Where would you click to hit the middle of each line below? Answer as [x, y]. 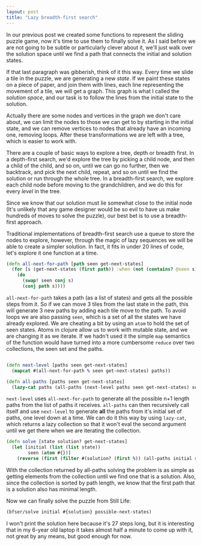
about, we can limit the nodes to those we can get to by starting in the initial [100, 122]
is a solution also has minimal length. [52, 489]
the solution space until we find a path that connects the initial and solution [99, 54]
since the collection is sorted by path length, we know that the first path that [101, 483]
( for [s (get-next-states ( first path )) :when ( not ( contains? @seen [100, 269]
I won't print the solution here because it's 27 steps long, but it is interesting [100, 523]
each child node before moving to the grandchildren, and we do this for [94, 185]
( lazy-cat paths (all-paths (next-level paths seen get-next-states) [100, 387]
